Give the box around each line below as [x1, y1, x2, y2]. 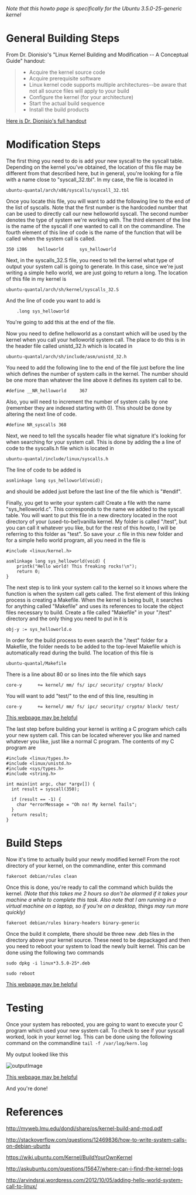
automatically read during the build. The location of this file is [6, 649, 154, 656]
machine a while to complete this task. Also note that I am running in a [6, 896, 177, 903]
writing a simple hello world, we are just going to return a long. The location [6, 269, 188, 276]
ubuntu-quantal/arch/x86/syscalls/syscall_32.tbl [6, 187, 130, 193]
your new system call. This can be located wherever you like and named [6, 731, 180, 738]
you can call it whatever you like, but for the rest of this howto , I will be [6, 524, 177, 531]
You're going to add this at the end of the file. [6, 318, 115, 325]
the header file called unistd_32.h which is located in [6, 342, 133, 349]
